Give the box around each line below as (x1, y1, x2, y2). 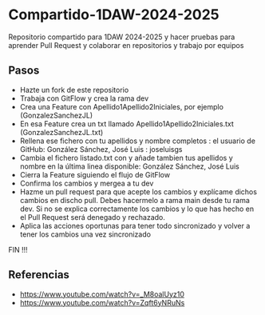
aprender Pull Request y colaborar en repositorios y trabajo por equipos (8, 40, 244, 50)
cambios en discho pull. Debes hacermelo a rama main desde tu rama (19, 195, 250, 205)
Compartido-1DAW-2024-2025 (8, 6, 220, 24)
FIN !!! (8, 245, 28, 254)
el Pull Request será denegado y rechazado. (19, 212, 165, 221)
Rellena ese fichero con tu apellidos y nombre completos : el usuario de (19, 136, 255, 146)
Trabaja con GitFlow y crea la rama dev (19, 94, 149, 103)
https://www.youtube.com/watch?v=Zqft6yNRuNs (19, 297, 185, 307)
